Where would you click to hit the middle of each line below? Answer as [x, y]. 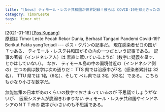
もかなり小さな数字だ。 [29, 82]
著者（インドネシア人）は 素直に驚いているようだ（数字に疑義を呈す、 [85, 57]
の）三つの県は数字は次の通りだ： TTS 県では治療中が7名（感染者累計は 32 [82, 70]
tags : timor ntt [23, 19]
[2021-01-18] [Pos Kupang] [33, 33]
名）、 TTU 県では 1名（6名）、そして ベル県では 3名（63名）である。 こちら [82, 76]
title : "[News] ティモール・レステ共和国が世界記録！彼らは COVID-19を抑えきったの [83, 10]
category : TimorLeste [27, 14]
